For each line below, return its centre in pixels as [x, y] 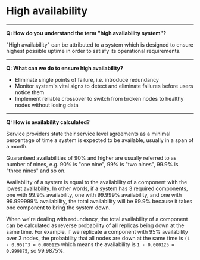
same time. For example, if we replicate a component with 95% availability [97, 231]
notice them [29, 92]
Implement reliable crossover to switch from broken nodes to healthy [99, 98]
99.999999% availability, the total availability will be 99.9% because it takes [99, 201]
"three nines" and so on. [36, 171]
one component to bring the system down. [58, 208]
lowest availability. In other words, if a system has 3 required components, [97, 188]
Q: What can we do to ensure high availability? [65, 68]
